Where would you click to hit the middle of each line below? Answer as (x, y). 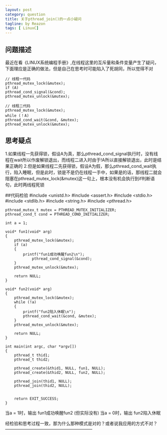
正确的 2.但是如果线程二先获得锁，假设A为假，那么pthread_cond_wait (81, 166)
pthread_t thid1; (32, 355)
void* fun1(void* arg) (29, 231)
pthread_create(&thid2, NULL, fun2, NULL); (60, 372)
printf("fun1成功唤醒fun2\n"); (54, 254)
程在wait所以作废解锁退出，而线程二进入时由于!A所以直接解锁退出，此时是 (81, 160)
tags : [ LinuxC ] (22, 28)
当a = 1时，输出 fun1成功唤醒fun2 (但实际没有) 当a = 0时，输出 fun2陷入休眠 (83, 413)
